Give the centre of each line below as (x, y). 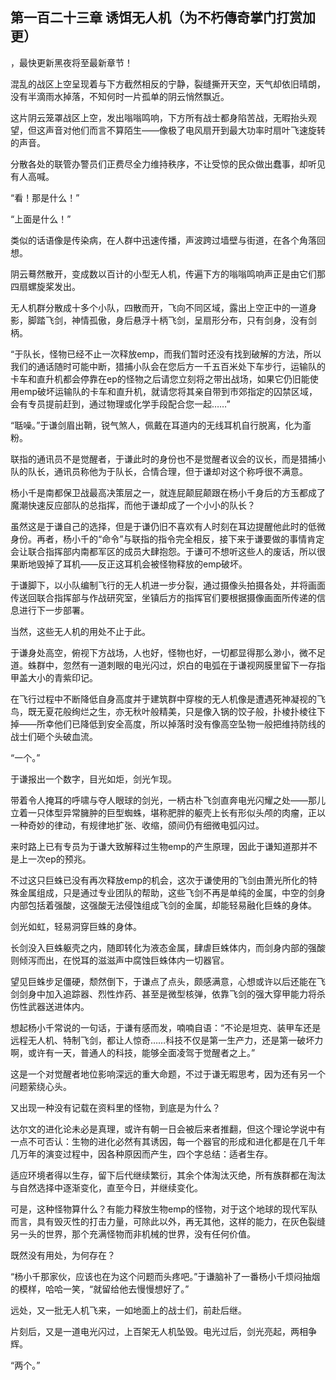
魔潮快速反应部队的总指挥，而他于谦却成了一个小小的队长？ (133, 505)
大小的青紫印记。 (62, 677)
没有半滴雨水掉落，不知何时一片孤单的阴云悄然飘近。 (120, 96)
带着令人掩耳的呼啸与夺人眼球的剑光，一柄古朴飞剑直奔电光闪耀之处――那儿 (168, 800)
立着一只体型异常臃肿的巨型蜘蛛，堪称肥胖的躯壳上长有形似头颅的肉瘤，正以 (168, 812)
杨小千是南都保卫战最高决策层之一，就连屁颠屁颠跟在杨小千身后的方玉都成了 (168, 492)
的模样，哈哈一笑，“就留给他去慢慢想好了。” (100, 1289)
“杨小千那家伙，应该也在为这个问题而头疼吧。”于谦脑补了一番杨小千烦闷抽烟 (165, 1276)
